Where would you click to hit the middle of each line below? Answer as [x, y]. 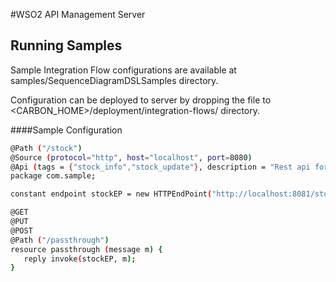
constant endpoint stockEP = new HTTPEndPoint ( [111, 194]
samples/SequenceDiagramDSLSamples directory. [114, 80]
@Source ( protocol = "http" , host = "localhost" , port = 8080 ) [131, 157]
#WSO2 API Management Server [78, 14]
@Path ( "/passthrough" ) [60, 240]
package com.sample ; [53, 176]
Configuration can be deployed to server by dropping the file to [141, 100]
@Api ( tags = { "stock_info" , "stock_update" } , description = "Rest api [160, 167]
